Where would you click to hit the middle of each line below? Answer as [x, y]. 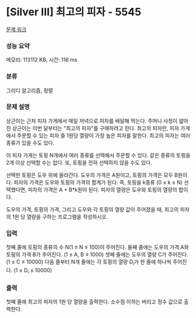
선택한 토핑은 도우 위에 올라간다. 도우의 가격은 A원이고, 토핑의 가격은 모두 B [92, 175]
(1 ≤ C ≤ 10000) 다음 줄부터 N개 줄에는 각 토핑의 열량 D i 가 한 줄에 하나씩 [89, 262]
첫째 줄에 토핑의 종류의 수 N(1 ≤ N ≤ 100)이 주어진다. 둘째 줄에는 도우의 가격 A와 [97, 247]
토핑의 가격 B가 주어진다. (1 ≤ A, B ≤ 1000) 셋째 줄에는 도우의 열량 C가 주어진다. [97, 255]
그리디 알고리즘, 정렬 [30, 90]
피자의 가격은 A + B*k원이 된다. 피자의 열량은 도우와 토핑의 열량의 [102, 189]
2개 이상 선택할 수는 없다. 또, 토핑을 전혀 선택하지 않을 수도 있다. [79, 162]
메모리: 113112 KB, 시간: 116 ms [42, 60]
